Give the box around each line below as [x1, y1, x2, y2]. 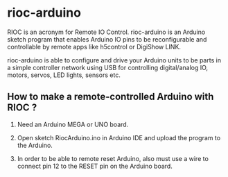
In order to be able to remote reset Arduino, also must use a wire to [17, 154, 209, 162]
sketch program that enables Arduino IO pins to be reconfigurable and [7, 35, 207, 43]
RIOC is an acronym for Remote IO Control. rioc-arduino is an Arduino [7, 28, 206, 36]
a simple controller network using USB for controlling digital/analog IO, [7, 63, 209, 71]
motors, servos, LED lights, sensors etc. [7, 71, 121, 79]
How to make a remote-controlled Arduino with [7, 91, 214, 103]
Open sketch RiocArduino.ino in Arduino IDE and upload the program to [17, 133, 220, 142]
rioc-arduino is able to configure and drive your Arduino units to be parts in [7, 56, 222, 64]
